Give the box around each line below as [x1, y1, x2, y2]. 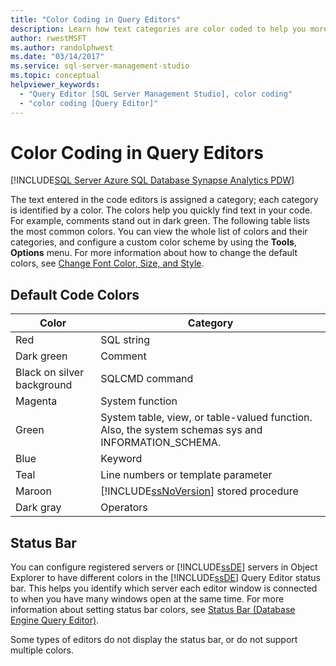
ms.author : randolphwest [10, 42, 114, 53]
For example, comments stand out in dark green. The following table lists [10, 215, 311, 227]
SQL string [100, 333, 151, 347]
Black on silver [15, 366, 85, 380]
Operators [100, 501, 148, 515]
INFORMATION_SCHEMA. [100, 436, 222, 450]
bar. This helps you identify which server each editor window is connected [10, 582, 318, 595]
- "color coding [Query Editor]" [19, 98, 159, 108]
